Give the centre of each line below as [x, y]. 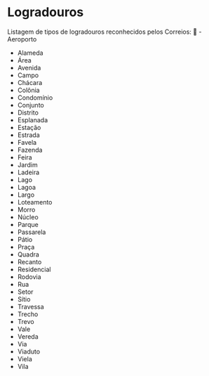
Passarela [32, 232]
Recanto [29, 261]
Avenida [29, 67]
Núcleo [28, 217]
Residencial [34, 269]
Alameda [30, 53]
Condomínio [35, 97]
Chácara [30, 82]
